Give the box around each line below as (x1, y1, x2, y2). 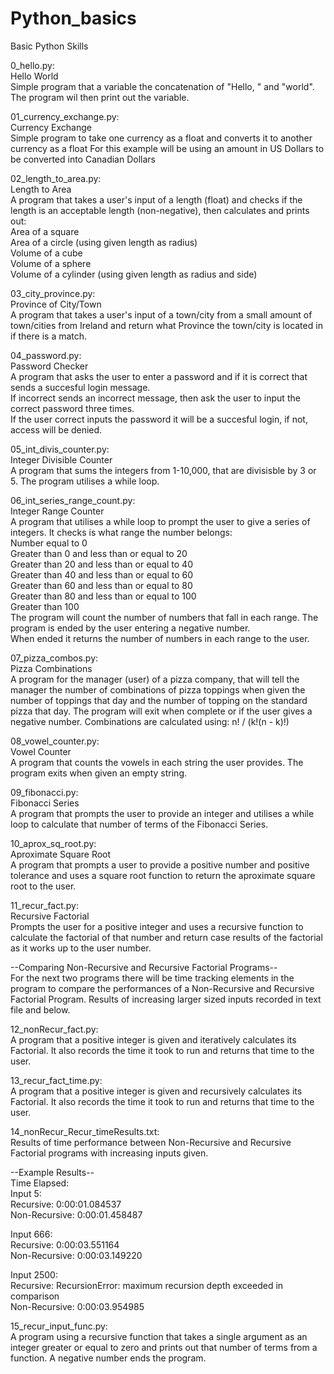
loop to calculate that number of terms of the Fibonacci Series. (10, 818, 269, 830)
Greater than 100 (10, 600, 80, 612)
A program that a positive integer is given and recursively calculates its (10, 1085, 303, 1097)
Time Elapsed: (10, 1177, 70, 1189)
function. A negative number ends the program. (10, 1352, 207, 1364)
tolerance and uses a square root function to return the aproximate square (10, 869, 316, 881)
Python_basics (10, 7, 137, 30)
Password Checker (10, 360, 89, 372)
